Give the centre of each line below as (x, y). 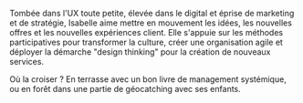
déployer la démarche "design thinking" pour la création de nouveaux (140, 52)
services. (26, 62)
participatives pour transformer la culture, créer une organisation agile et (146, 42)
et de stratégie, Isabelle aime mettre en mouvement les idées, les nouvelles (151, 23)
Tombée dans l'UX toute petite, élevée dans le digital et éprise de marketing (152, 13)
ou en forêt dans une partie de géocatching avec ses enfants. (125, 89)
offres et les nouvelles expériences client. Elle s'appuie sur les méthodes (146, 32)
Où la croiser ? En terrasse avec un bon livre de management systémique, (148, 79)
